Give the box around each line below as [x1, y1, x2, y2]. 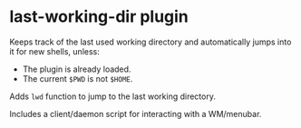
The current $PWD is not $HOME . [22, 73, 133, 84]
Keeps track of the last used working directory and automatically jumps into [9, 36, 292, 47]
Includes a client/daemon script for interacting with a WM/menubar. [9, 108, 262, 119]
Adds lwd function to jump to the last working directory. [9, 91, 216, 102]
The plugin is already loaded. [22, 64, 131, 74]
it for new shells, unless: [9, 45, 100, 56]
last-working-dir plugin [9, 6, 189, 27]
